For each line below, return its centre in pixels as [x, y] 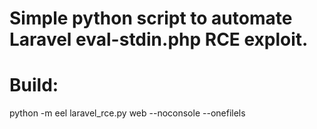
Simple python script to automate [151, 18]
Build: [34, 85]
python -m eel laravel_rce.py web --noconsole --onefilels [127, 113]
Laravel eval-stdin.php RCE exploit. [159, 39]
